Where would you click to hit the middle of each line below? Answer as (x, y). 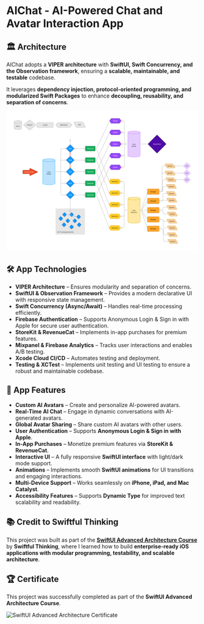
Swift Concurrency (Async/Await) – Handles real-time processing (99, 306)
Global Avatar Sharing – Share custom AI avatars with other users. (99, 424)
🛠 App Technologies (47, 269)
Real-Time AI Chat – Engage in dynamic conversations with (90, 411)
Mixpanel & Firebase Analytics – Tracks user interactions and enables (104, 345)
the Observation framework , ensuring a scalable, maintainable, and (93, 71)
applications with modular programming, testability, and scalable (90, 553)
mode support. (34, 463)
